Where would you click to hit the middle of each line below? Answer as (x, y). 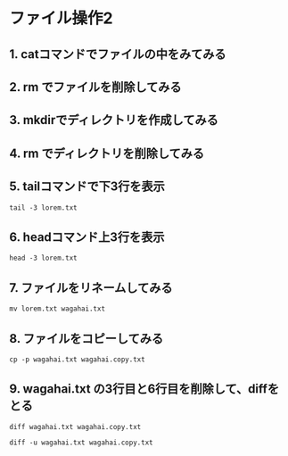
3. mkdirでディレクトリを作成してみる (114, 120)
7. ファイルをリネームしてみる (91, 288)
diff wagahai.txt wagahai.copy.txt (75, 427)
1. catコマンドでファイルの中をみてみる (118, 54)
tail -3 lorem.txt (43, 207)
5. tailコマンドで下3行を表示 (87, 187)
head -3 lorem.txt (43, 258)
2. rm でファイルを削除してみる (95, 87)
